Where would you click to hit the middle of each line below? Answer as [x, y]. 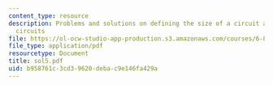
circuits [30, 31]
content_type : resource [49, 16]
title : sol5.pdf [36, 62]
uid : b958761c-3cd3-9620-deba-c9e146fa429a [83, 69]
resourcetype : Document [49, 53]
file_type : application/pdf [56, 46]
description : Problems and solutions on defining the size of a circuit [134, 23]
